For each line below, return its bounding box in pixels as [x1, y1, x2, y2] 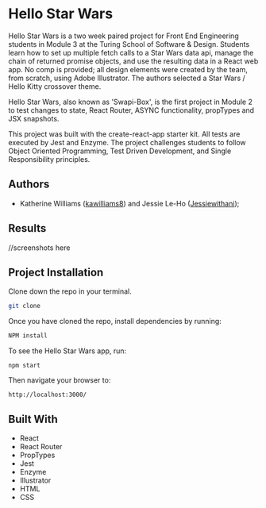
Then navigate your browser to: [8, 375, 111, 385]
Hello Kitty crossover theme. [8, 81, 102, 91]
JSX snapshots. [8, 114, 60, 123]
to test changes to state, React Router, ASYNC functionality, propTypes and [8, 105, 255, 115]
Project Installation [8, 265, 104, 279]
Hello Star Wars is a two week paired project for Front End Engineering [8, 31, 240, 40]
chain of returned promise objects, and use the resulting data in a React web [8, 56, 259, 66]
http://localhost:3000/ [8, 391, 87, 399]
